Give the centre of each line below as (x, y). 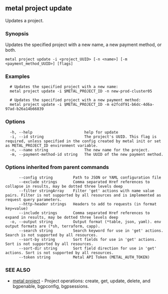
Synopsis (17, 33)
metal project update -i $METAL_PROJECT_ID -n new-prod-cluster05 (81, 91)
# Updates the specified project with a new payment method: (75, 100)
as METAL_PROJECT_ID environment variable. (52, 145)
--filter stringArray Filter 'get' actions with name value (87, 191)
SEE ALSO (18, 270)
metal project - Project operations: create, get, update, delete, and (81, 281)
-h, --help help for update (64, 132)
